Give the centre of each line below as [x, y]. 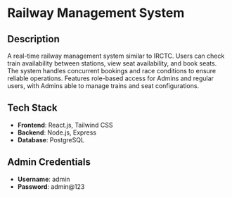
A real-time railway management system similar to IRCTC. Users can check [116, 56]
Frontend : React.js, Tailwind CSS [65, 125]
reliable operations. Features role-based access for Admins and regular [111, 78]
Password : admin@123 [51, 186]
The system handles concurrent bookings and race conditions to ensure [112, 71]
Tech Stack [32, 108]
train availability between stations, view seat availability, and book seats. [112, 63]
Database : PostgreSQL [51, 140]
